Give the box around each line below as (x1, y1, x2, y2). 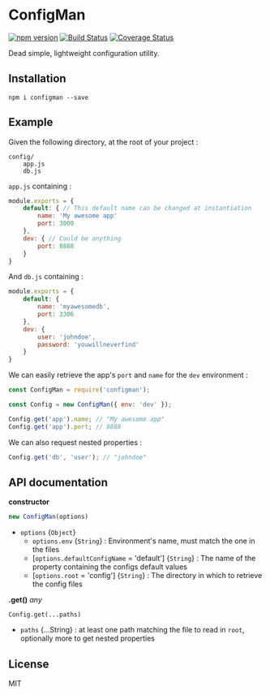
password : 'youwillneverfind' (37, 340, 139, 348)
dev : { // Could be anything (23, 234, 122, 243)
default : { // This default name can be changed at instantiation (23, 205, 252, 213)
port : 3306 (37, 310, 75, 318)
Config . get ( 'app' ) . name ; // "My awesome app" (8, 415, 165, 423)
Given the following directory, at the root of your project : (8, 136, 199, 147)
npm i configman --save (8, 93, 89, 101)
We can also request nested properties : (8, 437, 143, 447)
